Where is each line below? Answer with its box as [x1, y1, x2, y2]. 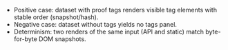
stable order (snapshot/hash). [13, 13, 99, 21]
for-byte [13, 35, 38, 43]
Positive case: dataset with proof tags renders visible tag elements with [13, 6, 218, 14]
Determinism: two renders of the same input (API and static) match [13, 27, 204, 36]
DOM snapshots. [39, 35, 86, 43]
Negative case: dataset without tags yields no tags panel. [13, 21, 178, 28]
